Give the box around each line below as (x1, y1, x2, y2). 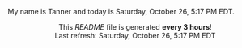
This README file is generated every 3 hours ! (58, 22, 212, 31)
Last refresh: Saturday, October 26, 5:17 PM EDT (54, 31, 216, 40)
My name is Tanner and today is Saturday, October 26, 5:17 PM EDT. (7, 7, 236, 16)
